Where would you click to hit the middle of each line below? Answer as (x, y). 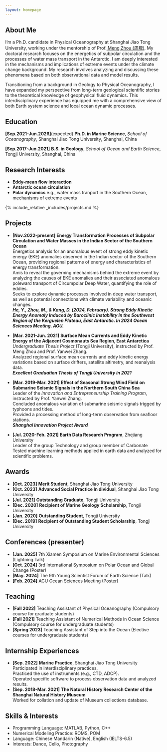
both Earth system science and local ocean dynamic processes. (71, 106)
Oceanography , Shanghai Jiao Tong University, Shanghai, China (71, 139)
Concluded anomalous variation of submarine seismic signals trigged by (86, 404)
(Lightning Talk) (28, 559)
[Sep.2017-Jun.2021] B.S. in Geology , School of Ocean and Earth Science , (83, 149)
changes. (22, 304)
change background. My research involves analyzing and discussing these (82, 70)
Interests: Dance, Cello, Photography (50, 743)
